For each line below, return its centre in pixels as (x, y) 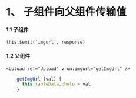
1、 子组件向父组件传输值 (66, 12)
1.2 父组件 (18, 55)
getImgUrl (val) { (39, 79)
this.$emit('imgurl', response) (46, 42)
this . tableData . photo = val (56, 84)
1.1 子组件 (17, 29)
